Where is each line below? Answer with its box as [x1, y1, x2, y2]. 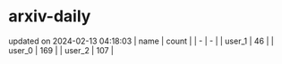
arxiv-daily [8, 6, 91, 27]
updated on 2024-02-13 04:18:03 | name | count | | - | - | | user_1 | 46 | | [8, 36, 274, 46]
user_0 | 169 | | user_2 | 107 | [8, 44, 114, 55]
